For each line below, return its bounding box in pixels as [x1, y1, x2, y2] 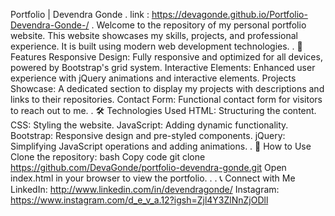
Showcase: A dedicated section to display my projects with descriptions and [10, 83, 325, 94]
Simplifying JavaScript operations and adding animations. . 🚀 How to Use [10, 140, 312, 152]
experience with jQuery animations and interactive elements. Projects [10, 72, 297, 84]
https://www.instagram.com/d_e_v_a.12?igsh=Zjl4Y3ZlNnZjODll [10, 194, 269, 206]
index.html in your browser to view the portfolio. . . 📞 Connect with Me [10, 172, 296, 184]
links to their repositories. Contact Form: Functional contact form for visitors [10, 94, 323, 105]
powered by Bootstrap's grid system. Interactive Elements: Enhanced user [10, 62, 316, 73]
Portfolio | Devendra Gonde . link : [10, 9, 150, 20]
